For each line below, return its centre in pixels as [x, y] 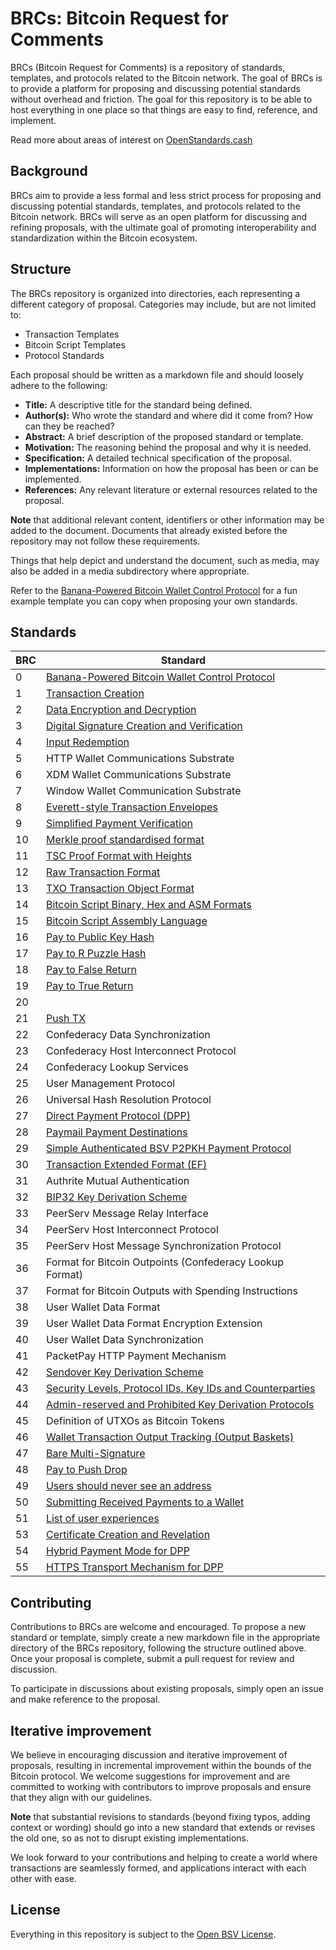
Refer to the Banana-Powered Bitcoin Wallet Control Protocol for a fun [154, 590]
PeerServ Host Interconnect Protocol [132, 1230]
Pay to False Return [91, 970]
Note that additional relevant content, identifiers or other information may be [167, 519]
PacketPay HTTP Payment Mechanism [136, 1356]
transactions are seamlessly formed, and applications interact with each [158, 1868]
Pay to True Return [89, 986]
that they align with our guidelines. [81, 1797]
